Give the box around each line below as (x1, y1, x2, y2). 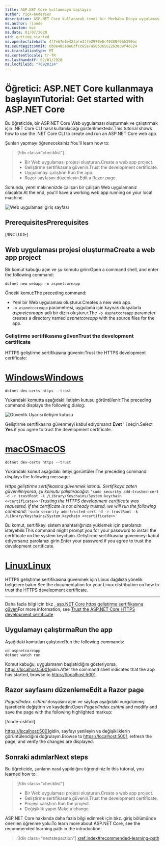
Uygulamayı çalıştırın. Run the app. (24, 170, 94, 176)
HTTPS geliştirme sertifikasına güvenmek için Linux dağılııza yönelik (5, 576, 143, 582)
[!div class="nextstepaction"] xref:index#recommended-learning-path (17, 835, 160, 841)
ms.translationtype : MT (5, 48, 54, 53)
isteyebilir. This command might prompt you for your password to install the (5, 527, 157, 533)
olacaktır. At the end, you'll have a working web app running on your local (5, 190, 153, 195)
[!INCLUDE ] (5, 231, 28, 237)
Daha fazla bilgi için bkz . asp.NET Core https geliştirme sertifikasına (5, 601, 143, 607)
